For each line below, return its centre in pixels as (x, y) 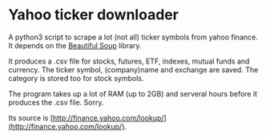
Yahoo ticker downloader (93, 15)
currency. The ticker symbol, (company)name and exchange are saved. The (133, 69)
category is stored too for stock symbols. (76, 78)
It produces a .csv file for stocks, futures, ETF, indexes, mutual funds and (129, 61)
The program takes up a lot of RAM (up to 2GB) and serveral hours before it (133, 93)
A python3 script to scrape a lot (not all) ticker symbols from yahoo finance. (133, 37)
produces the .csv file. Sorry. (56, 102)
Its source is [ (31, 117)
